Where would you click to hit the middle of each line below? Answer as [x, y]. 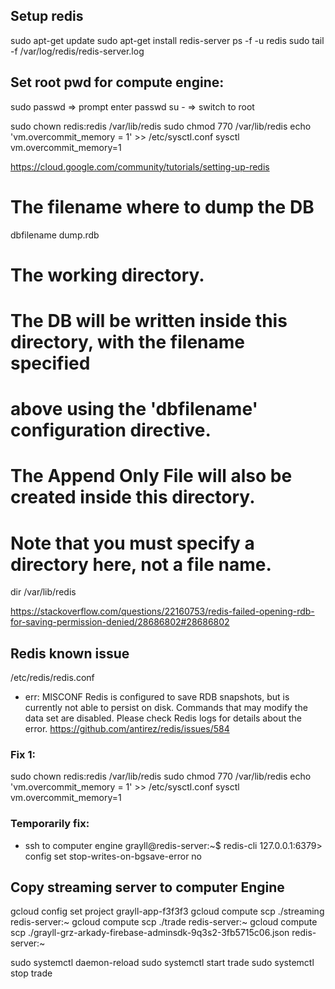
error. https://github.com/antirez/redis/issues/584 [127, 729]
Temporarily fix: [50, 824]
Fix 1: [23, 754]
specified [50, 363]
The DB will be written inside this [149, 320]
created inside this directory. [133, 497]
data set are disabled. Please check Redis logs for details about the [163, 718]
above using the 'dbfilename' [134, 409]
